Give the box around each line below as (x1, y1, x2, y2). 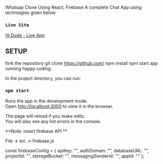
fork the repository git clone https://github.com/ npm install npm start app (5, 60, 158, 66)
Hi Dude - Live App (5, 32, 45, 38)
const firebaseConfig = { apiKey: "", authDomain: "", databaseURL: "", (5, 148, 149, 154)
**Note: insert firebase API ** (5, 128, 67, 134)
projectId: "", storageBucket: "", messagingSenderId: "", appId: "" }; (5, 153, 144, 159)
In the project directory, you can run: (5, 75, 81, 81)
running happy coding (5, 65, 51, 72)
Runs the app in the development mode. (5, 98, 88, 104)
